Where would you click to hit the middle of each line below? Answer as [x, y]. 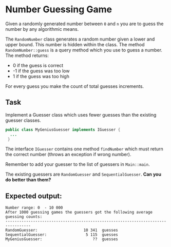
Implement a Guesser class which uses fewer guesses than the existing [81, 115]
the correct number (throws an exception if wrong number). [68, 155]
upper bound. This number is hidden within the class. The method [75, 44]
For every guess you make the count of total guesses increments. [75, 86]
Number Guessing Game [59, 9]
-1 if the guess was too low [41, 71]
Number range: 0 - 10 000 [34, 208]
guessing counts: [24, 217]
